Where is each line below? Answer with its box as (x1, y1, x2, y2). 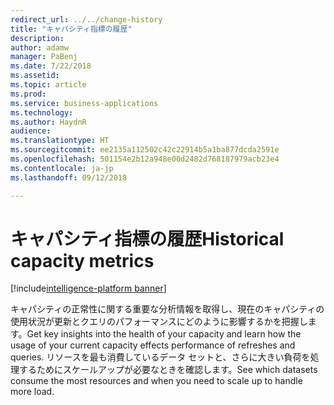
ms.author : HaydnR (10, 117, 87, 127)
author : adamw (10, 42, 70, 53)
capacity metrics (10, 249, 155, 272)
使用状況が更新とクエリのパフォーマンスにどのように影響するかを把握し (10, 316, 308, 328)
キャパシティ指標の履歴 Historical (10, 227, 285, 250)
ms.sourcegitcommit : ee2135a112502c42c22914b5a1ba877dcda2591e (10, 145, 280, 155)
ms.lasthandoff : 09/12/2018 (10, 172, 128, 183)
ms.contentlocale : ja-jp (10, 163, 114, 173)
